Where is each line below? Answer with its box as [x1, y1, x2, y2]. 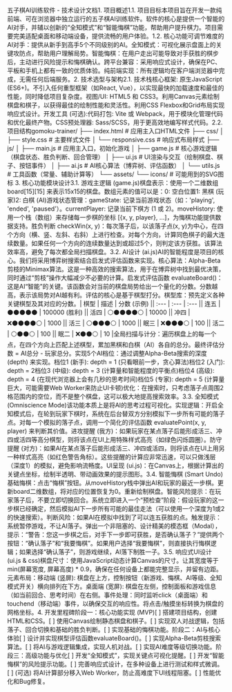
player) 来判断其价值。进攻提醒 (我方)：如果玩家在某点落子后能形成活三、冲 [7, 427, 222, 435]
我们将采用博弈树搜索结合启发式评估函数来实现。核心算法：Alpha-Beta [19, 256, 221, 265]
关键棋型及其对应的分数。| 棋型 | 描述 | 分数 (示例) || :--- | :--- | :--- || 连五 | [7, 300, 221, 307]
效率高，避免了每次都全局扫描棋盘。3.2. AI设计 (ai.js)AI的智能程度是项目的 [7, 248, 218, 256]
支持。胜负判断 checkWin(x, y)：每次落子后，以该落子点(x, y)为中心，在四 [12, 222, 224, 230]
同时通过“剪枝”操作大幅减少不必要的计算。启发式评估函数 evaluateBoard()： [7, 273, 223, 282]
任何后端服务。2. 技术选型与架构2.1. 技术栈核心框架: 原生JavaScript [30, 75, 222, 83]
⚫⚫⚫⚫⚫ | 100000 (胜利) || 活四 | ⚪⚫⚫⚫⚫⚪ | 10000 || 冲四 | [7, 308, 191, 316]
